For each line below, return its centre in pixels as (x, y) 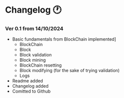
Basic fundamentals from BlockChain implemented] (64, 39)
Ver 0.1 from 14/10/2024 (34, 29)
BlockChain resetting (41, 65)
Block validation (36, 55)
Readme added (27, 81)
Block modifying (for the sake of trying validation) (70, 71)
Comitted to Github (31, 91)
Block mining (33, 60)
